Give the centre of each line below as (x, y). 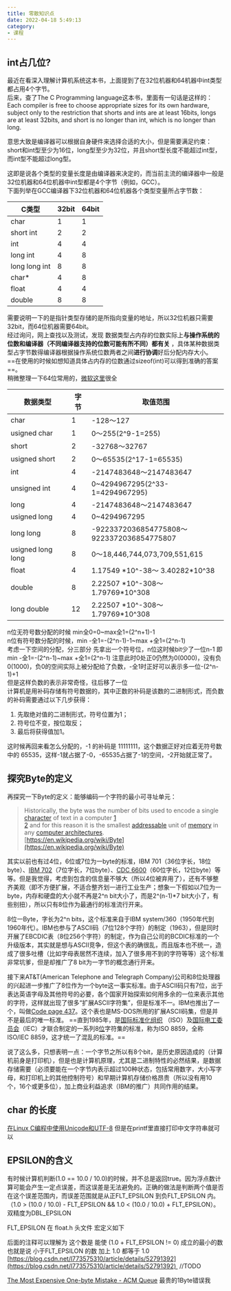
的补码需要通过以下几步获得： (49, 700)
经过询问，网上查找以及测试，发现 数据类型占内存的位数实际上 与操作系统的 (113, 335)
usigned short (33, 459)
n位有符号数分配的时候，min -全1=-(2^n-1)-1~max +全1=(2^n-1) (96, 641)
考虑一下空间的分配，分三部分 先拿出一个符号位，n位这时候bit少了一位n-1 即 (115, 650)
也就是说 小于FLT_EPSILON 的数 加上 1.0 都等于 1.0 (78, 1251)
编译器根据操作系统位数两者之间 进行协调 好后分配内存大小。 (127, 352)
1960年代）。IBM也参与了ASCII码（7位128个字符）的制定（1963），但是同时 (113, 928)
